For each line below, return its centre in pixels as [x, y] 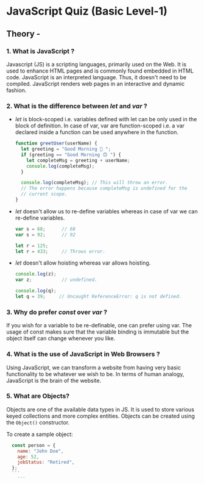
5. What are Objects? [38, 396]
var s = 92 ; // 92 [45, 235]
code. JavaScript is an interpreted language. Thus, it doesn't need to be [97, 77]
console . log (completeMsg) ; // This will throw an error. [95, 183]
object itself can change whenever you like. [61, 338]
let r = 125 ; [32, 246]
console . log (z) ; [36, 274]
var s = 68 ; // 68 [45, 229]
